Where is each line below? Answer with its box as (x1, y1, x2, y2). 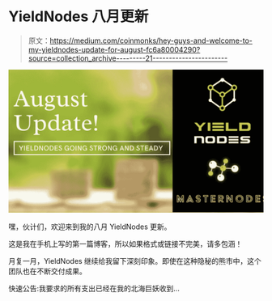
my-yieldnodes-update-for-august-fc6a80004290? (28, 45, 201, 54)
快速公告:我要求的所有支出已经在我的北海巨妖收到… (8, 284, 181, 294)
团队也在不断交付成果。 (8, 266, 87, 276)
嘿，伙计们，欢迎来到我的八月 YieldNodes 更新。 (8, 222, 172, 231)
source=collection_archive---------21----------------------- (28, 53, 228, 63)
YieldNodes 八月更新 (8, 7, 149, 26)
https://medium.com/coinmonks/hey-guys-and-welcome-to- (49, 36, 253, 45)
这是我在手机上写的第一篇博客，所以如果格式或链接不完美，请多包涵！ (8, 240, 243, 249)
